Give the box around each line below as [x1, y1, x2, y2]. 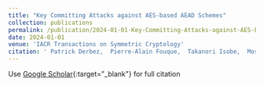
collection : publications [8, 19, 93, 27]
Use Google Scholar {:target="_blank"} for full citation [8, 70, 181, 78]
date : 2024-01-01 [8, 33, 65, 41]
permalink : [8, 26, 44, 34]
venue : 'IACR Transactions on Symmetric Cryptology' [8, 41, 185, 48]
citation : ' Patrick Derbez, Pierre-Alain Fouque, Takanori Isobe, [8, 48, 241, 56]
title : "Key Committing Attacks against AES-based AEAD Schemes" [8, 11, 226, 20]
